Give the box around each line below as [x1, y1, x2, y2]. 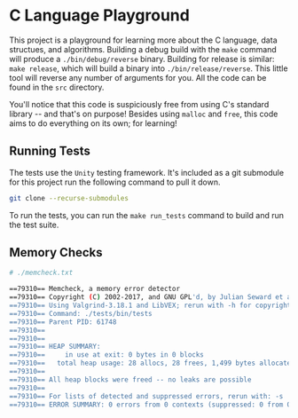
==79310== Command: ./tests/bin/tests [9, 309, 153, 318]
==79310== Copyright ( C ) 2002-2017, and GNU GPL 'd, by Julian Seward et [9, 293, 284, 302]
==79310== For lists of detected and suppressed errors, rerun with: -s [9, 391, 284, 400]
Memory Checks [9, 245, 104, 260]
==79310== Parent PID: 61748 [9, 317, 117, 327]
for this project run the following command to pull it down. [9, 177, 221, 187]
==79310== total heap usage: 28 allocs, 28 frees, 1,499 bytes [9, 359, 255, 368]
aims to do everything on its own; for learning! [9, 117, 177, 129]
